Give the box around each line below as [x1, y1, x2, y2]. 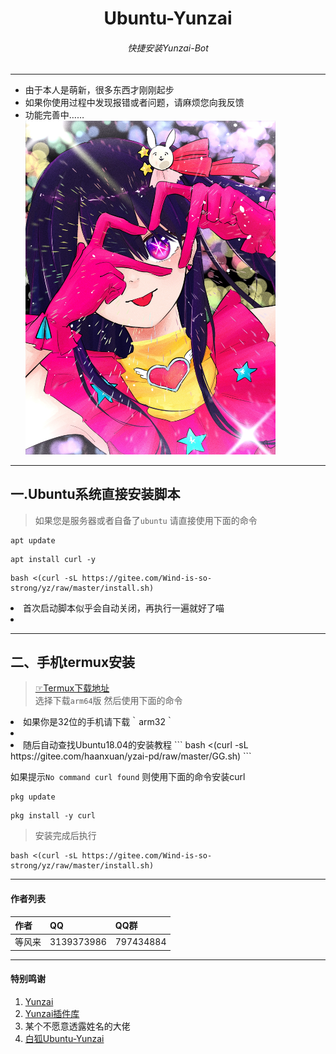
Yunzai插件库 [24, 1008, 80, 1019]
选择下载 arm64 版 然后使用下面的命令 [34, 695, 183, 707]
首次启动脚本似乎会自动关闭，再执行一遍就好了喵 [23, 602, 225, 614]
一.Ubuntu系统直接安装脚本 [10, 486, 181, 503]
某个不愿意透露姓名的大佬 [24, 1020, 131, 1032]
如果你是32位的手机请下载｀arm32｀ [23, 716, 175, 728]
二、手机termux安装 [10, 653, 136, 671]
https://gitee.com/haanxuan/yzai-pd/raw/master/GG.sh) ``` [10, 750, 252, 762]
